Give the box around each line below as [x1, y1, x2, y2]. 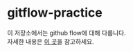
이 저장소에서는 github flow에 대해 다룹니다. [7, 28, 126, 37]
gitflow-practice [7, 5, 103, 21]
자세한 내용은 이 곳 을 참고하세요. [7, 37, 95, 46]
